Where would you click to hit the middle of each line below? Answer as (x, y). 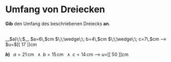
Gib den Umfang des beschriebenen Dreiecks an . (58, 24)
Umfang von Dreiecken (55, 9)
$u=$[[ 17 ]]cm (21, 44)
